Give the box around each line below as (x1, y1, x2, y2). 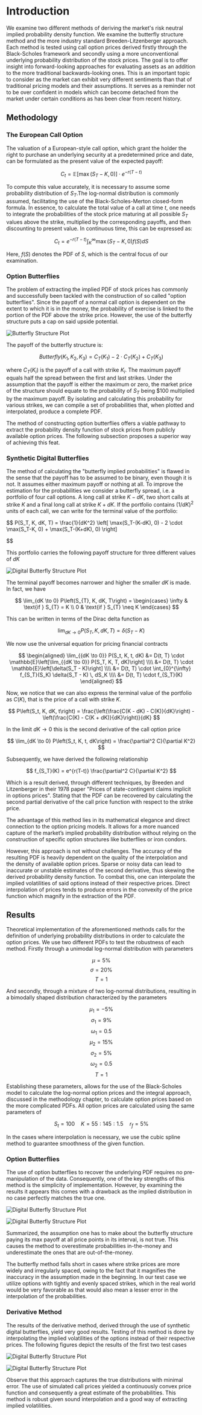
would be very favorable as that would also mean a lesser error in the (6, 1286, 178, 1293)
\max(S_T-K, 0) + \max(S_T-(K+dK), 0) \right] (6, 525, 118, 533)
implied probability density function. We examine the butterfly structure (6, 30, 184, 38)
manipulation (6, 1175, 39, 1183)
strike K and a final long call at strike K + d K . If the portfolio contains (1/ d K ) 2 (6, 500, 194, 508)
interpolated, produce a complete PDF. (6, 407, 103, 415)
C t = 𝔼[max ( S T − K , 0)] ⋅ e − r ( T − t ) (60, 169, 142, 179)
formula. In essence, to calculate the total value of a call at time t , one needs (6, 204, 196, 211)
